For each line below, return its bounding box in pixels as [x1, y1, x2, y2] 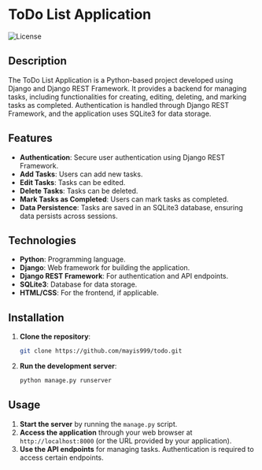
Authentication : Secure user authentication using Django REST [19, 152, 226, 162]
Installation [8, 311, 65, 324]
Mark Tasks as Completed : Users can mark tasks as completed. [19, 194, 230, 204]
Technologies [8, 234, 77, 247]
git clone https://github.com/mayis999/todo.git [19, 347, 183, 355]
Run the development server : [19, 361, 117, 371]
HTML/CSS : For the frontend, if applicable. [19, 288, 159, 298]
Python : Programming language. [19, 254, 126, 265]
